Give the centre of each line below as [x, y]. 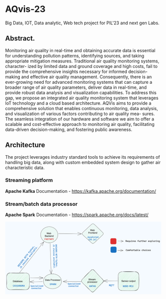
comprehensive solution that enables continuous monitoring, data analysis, [82, 108]
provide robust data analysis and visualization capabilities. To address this [81, 92]
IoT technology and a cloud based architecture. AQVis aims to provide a [78, 103]
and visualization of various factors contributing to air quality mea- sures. [80, 114]
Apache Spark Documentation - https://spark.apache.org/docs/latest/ [77, 215]
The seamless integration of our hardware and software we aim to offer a [80, 119]
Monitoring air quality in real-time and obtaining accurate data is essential [80, 50]
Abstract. [20, 38]
